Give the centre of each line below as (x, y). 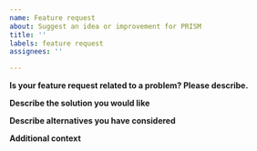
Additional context (46, 138)
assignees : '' (36, 52)
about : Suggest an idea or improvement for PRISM (106, 26)
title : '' (28, 35)
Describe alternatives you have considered (93, 121)
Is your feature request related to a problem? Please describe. (129, 86)
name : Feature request (52, 18)
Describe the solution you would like (80, 103)
